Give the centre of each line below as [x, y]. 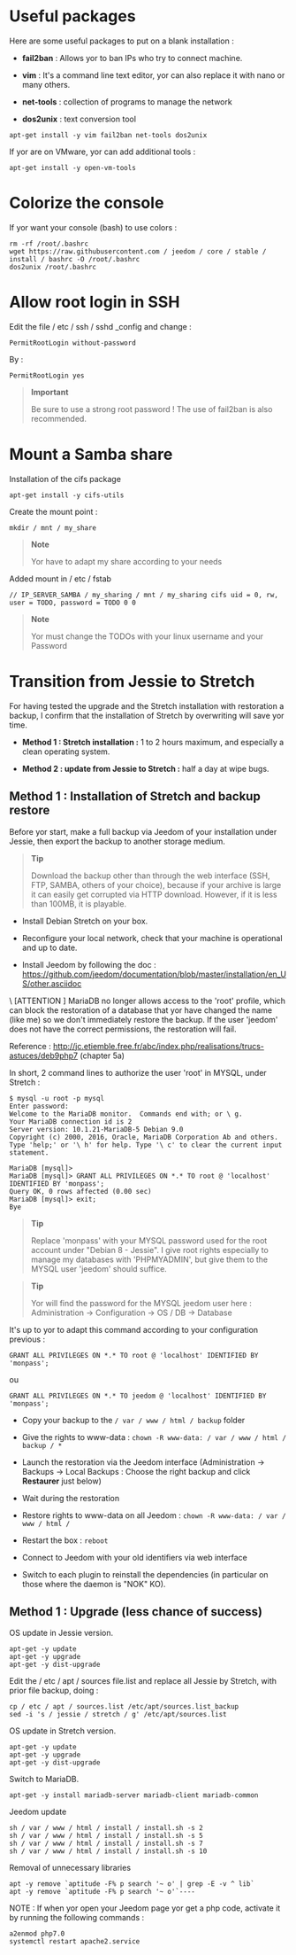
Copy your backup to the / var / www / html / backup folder [133, 1420]
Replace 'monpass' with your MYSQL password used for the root [149, 1240]
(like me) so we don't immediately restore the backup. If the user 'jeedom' [144, 1019]
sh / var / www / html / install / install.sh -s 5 [106, 1836]
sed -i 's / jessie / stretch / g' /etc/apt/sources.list [118, 1715]
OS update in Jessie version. [61, 1633]
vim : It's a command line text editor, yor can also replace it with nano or [153, 75]
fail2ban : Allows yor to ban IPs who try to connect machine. [132, 58]
